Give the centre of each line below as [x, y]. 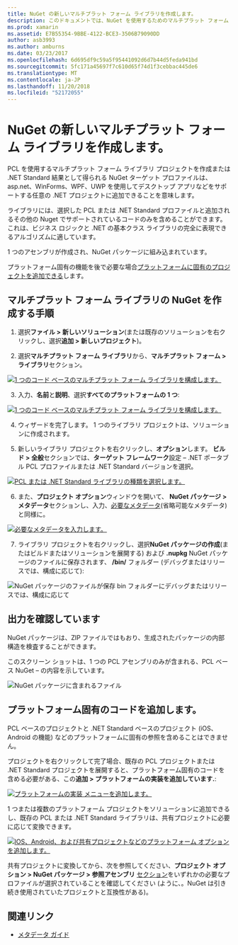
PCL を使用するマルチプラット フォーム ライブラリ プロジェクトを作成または [119, 169]
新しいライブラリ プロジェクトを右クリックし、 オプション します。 [114, 448]
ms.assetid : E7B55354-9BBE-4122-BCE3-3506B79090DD [84, 34]
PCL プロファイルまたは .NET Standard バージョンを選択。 [112, 466]
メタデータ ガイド [43, 934]
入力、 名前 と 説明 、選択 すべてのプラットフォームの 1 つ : [98, 394]
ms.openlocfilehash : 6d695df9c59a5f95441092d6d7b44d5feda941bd [103, 60]
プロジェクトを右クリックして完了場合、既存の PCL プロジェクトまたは [111, 761]
